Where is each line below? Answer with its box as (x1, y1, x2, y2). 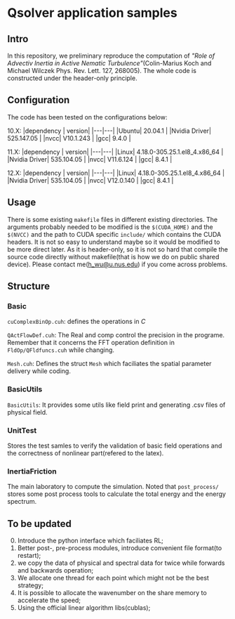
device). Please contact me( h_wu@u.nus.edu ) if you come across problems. (7, 260, 228, 268)
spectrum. (7, 497, 37, 506)
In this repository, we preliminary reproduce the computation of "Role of (7, 51, 215, 60)
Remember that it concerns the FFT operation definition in (7, 339, 175, 347)
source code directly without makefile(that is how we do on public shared (7, 252, 220, 261)
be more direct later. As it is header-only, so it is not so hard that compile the (7, 245, 228, 254)
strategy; (17, 581, 44, 589)
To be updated (7, 518, 72, 530)
